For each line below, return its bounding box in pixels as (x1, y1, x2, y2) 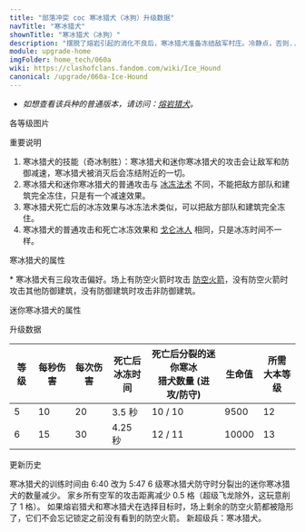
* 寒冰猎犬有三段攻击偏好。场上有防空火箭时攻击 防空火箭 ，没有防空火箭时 (9, 274, 289, 285)
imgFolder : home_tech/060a (9, 55, 112, 64)
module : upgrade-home (9, 47, 92, 56)
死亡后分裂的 (151, 347, 207, 360)
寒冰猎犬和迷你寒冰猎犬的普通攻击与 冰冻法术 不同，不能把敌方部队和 (22, 179, 282, 189)
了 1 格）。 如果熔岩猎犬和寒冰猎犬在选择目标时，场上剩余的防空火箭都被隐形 (9, 500, 294, 512)
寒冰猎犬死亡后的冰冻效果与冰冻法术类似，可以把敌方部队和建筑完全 (22, 201, 278, 212)
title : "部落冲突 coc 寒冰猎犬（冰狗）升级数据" (9, 13, 175, 23)
